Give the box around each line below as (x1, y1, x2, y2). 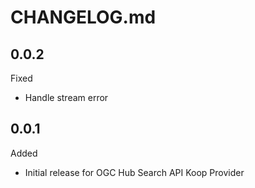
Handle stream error (24, 92, 109, 103)
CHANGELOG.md (10, 6, 157, 29)
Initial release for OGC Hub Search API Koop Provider (24, 166, 245, 178)
